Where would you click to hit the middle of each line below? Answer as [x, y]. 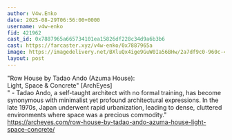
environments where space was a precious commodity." [87, 114]
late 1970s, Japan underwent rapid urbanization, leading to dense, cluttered [115, 107]
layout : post [26, 59]
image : [17, 52]
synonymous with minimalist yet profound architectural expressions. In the [113, 100]
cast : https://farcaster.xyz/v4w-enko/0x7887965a [80, 46]
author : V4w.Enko [32, 13]
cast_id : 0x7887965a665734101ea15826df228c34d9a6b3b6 [86, 39]
